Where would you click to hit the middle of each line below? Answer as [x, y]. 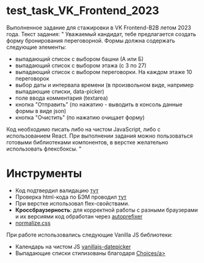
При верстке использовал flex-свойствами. [72, 203]
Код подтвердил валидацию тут [57, 190]
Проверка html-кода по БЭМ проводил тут [71, 197]
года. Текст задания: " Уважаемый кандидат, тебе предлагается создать [101, 34]
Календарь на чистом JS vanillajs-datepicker [73, 246]
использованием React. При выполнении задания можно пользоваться [100, 136]
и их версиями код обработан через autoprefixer [79, 216]
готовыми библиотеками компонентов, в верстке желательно [87, 142]
